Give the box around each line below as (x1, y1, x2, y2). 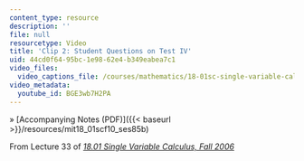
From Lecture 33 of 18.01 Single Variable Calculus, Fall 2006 (9, 141, 235, 152)
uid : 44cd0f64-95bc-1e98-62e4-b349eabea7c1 (9, 55, 176, 64)
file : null (9, 30, 51, 39)
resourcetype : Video (9, 38, 88, 48)
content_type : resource (9, 13, 100, 23)
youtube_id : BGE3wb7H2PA (17, 89, 111, 98)
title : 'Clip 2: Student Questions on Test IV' (9, 47, 193, 56)
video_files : (9, 64, 59, 73)
